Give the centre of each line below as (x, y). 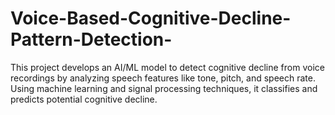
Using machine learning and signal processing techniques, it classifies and (164, 88)
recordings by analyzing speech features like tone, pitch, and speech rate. (163, 78)
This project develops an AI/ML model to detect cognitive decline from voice (167, 67)
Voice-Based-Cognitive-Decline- (151, 18)
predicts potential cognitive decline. (84, 99)
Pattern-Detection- (91, 39)
